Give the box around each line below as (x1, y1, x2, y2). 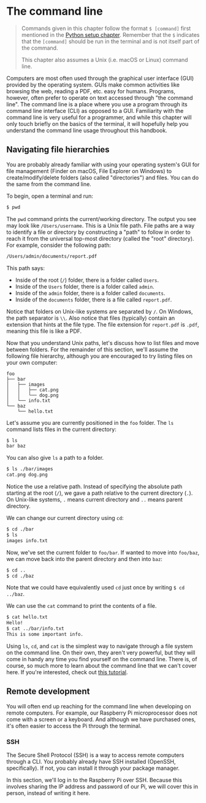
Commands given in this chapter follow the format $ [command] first (21, 25, 191, 32)
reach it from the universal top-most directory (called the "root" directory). (6, 235, 194, 242)
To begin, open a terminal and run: (6, 192, 94, 200)
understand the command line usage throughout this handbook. (6, 126, 167, 134)
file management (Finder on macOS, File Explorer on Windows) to (6, 167, 172, 174)
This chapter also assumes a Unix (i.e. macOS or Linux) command (21, 56, 188, 63)
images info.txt (6, 537, 48, 544)
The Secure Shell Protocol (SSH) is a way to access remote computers (6, 751, 185, 759)
